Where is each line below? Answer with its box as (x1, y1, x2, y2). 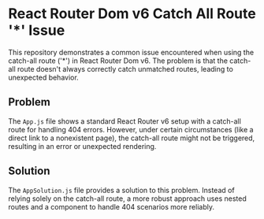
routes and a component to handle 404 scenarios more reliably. (8, 202, 215, 211)
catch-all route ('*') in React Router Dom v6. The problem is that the (8, 56, 229, 65)
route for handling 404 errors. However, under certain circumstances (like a (8, 124, 254, 134)
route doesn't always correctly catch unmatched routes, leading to (17, 64, 234, 73)
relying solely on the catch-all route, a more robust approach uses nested (8, 194, 247, 203)
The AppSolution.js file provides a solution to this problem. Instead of (8, 185, 235, 195)
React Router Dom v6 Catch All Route (8, 5, 256, 23)
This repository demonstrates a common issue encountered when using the (8, 47, 255, 57)
